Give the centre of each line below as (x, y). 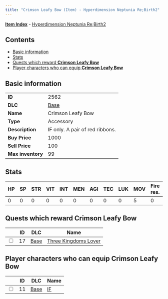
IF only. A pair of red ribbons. (82, 130)
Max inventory (25, 154)
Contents (20, 40)
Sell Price (19, 146)
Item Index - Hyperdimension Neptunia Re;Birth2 (55, 24)
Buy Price (19, 138)
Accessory (60, 122)
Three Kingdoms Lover (74, 241)
